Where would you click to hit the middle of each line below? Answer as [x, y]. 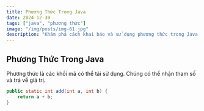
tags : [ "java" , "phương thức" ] [46, 23]
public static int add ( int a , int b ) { [57, 91]
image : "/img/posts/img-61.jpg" [47, 29]
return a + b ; [35, 97]
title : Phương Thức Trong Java [46, 12]
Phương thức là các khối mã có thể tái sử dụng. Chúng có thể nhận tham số [101, 73]
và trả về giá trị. [26, 80]
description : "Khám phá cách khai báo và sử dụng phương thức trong [95, 35]
